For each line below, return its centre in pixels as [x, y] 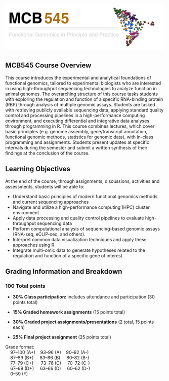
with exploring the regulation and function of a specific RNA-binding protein [84, 99]
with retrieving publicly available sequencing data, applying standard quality [85, 110]
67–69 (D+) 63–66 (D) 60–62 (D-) [50, 368]
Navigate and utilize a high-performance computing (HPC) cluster [81, 207]
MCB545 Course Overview [48, 66]
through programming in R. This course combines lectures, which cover [80, 126]
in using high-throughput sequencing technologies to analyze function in [81, 88]
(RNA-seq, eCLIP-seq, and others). [49, 234]
